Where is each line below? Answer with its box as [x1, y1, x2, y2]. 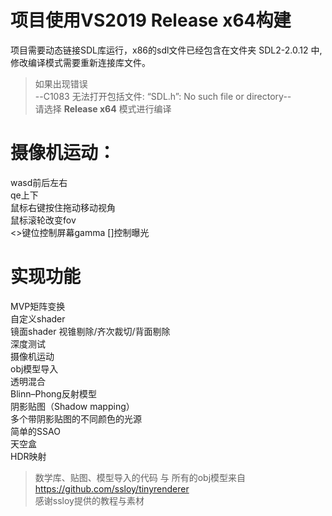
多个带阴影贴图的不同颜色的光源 [10, 412, 142, 425]
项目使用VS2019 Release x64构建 [10, 9, 292, 32]
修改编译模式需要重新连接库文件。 [10, 56, 151, 68]
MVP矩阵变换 [10, 300, 66, 312]
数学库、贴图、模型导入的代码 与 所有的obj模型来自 [34, 471, 247, 483]
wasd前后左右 [10, 176, 68, 188]
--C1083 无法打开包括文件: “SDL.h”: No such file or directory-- [34, 90, 292, 102]
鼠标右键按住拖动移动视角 [10, 201, 116, 213]
